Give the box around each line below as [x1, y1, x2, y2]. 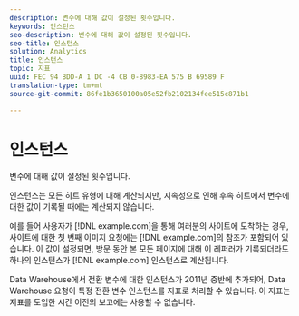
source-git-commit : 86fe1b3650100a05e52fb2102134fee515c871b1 [9, 89, 249, 98]
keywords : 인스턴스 [9, 22, 75, 31]
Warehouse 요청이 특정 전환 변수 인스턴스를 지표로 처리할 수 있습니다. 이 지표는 [9, 285, 291, 296]
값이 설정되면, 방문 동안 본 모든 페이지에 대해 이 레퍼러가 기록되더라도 [44, 243, 290, 254]
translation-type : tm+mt [9, 81, 103, 90]
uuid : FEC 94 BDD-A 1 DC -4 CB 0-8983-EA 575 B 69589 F [9, 73, 225, 82]
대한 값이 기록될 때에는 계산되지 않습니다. [9, 202, 155, 212]
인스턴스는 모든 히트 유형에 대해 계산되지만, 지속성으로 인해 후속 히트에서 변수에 [9, 190, 290, 201]
